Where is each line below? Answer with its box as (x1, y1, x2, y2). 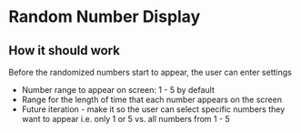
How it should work (8, 43, 120, 58)
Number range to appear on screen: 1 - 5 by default (21, 85, 216, 95)
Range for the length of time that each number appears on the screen (21, 94, 283, 105)
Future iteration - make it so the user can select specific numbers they (21, 104, 286, 115)
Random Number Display (8, 6, 201, 27)
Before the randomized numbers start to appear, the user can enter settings (8, 66, 292, 77)
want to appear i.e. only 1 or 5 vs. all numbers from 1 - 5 (21, 114, 231, 124)
